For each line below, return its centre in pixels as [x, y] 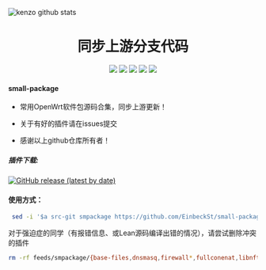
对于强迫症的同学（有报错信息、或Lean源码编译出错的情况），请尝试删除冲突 [133, 233]
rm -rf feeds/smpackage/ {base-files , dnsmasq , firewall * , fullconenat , [123, 258]
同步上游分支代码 [133, 47]
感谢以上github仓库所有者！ [65, 141]
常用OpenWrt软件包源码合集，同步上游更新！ [93, 107]
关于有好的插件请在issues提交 [68, 124]
